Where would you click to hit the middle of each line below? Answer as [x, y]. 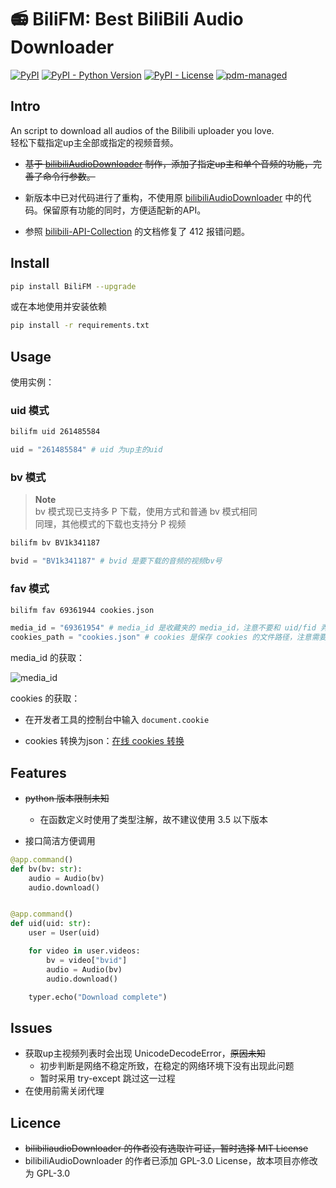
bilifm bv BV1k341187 [55, 543]
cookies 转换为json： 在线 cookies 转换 [104, 741]
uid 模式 [30, 411]
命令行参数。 [69, 176]
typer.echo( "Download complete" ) [98, 997]
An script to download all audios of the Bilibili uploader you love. [142, 130]
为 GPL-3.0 [47, 1173]
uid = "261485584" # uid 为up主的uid [86, 450]
